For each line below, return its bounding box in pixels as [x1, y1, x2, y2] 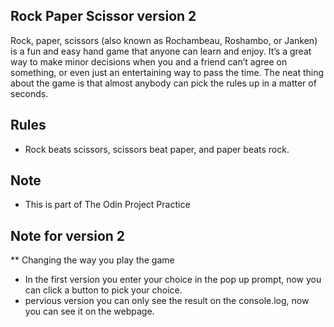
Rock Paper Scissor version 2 [10, 8, 197, 25]
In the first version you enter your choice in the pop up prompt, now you [24, 274, 322, 286]
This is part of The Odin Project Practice [24, 199, 191, 211]
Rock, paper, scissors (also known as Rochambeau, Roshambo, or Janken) [10, 34, 318, 46]
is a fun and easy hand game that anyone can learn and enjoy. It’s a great [10, 45, 312, 57]
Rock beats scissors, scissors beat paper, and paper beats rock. [24, 143, 290, 155]
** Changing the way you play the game [10, 254, 175, 266]
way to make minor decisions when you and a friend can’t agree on [10, 55, 288, 68]
